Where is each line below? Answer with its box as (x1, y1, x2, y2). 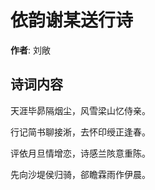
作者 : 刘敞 (10, 44, 51, 56)
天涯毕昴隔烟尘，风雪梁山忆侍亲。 (10, 104, 151, 116)
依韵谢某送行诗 (10, 9, 134, 32)
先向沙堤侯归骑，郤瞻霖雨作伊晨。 (10, 168, 151, 180)
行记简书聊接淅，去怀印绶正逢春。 (10, 126, 151, 138)
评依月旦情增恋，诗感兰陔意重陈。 (10, 147, 151, 159)
